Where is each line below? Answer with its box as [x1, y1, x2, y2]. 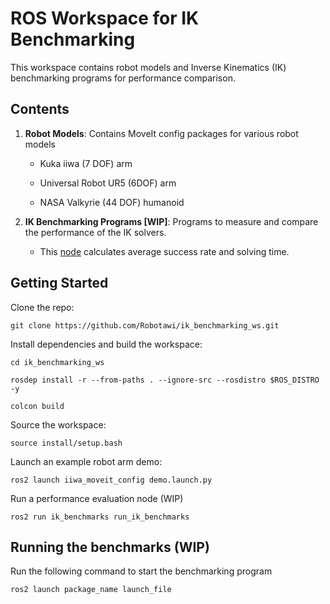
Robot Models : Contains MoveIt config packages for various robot [24, 127, 299, 139]
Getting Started [10, 275, 109, 292]
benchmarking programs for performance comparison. [10, 72, 236, 84]
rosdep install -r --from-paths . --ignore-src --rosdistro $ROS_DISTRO [10, 375, 320, 385]
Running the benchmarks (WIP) [10, 538, 210, 556]
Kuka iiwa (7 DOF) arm [39, 157, 133, 169]
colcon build [10, 401, 65, 411]
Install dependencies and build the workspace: [10, 338, 203, 350]
